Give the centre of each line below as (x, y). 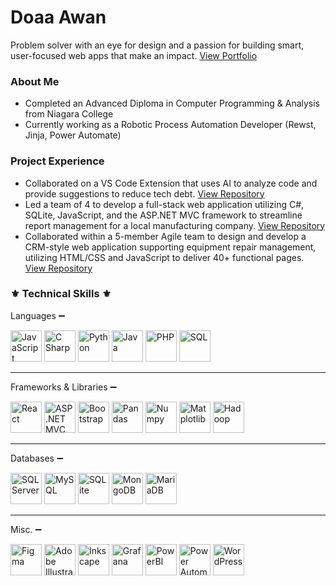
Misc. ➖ (26, 529)
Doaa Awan (58, 17)
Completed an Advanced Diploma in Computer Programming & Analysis (172, 103)
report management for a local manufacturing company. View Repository (175, 225)
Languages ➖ (38, 315)
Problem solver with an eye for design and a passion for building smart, (157, 45)
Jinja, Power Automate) (73, 135)
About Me (35, 81)
